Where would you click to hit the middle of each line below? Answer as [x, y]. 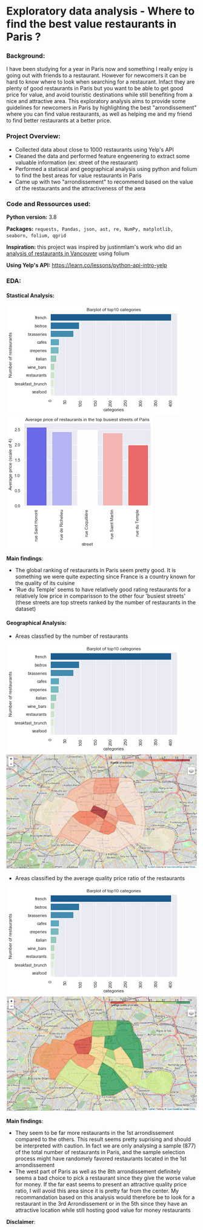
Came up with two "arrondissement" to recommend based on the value [104, 182]
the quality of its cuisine [45, 583]
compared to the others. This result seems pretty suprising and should [103, 1139]
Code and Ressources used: [48, 204]
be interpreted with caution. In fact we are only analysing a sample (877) [105, 1145]
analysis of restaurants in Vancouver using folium [68, 253]
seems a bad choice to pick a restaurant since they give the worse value [105, 1178]
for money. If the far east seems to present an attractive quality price [101, 1184]
